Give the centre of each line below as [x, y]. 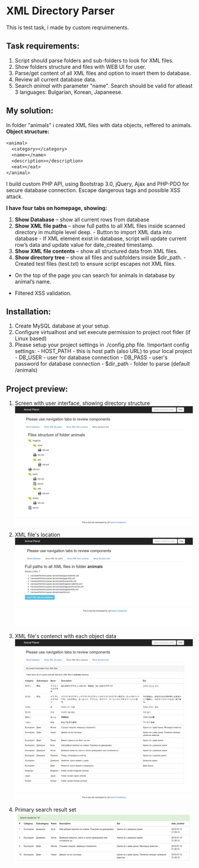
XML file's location [37, 535]
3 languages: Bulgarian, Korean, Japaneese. [69, 92]
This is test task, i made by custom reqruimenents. [68, 27]
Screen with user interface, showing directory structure [82, 403]
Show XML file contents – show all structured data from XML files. [96, 251]
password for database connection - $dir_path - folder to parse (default [102, 364]
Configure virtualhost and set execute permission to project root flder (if [102, 332]
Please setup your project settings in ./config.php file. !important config [102, 345]
